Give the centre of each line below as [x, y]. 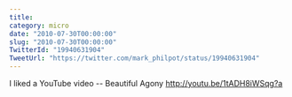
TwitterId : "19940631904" [57, 50]
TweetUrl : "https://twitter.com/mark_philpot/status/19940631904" [134, 58]
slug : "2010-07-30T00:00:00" [63, 42]
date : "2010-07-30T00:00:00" [63, 34]
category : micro [39, 26]
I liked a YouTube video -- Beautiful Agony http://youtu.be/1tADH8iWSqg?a [146, 83]
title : [21, 17]
